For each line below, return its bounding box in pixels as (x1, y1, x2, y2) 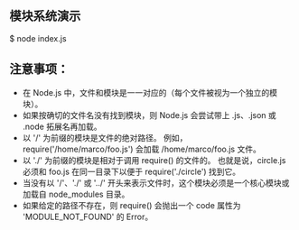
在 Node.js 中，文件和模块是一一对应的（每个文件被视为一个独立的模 (22, 87, 278, 97)
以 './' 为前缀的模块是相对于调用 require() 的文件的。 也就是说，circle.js (22, 154, 286, 165)
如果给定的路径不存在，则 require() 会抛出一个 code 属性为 (22, 199, 241, 210)
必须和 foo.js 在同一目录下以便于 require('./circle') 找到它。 (22, 166, 241, 177)
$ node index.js (9, 32, 67, 43)
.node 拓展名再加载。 (22, 121, 102, 132)
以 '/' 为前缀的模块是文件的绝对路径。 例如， (22, 132, 188, 143)
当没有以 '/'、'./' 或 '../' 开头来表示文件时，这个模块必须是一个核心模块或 (22, 177, 290, 188)
